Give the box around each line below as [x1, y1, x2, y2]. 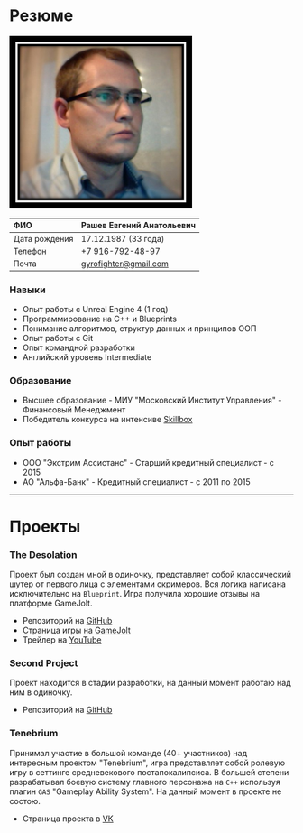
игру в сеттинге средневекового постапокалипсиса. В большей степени [9, 766, 289, 777]
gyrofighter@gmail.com [80, 258, 169, 269]
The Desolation [9, 548, 78, 560]
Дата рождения [13, 233, 74, 244]
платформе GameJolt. [9, 597, 93, 609]
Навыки [9, 283, 47, 296]
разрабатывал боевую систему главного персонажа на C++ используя [9, 776, 281, 787]
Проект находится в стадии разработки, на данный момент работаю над [9, 678, 291, 689]
